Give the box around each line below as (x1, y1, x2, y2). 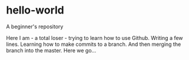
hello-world (6, 4, 65, 17)
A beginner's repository (6, 23, 64, 30)
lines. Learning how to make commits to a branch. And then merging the (6, 41, 181, 48)
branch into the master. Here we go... (6, 46, 97, 54)
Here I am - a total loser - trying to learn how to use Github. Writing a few (6, 34, 184, 41)
